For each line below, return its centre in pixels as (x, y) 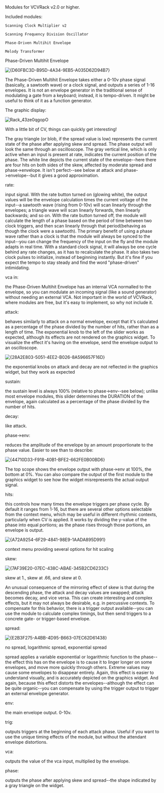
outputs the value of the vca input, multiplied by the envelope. (68, 761)
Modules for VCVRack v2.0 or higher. (43, 7)
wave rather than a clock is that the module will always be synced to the (78, 236)
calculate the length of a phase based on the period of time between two (79, 221)
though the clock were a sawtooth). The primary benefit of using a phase (79, 231)
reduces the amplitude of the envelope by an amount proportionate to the (79, 445)
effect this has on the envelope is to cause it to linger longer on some (82, 662)
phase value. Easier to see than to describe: (49, 450)
